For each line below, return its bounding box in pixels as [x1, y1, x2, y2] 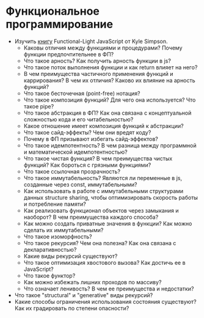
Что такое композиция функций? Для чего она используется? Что [23, 96, 196, 104]
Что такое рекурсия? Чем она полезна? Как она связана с [23, 239, 177, 246]
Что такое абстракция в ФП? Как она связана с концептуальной [23, 109, 192, 116]
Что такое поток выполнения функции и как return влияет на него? [23, 63, 198, 71]
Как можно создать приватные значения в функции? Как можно [23, 219, 192, 227]
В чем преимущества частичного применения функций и [23, 70, 173, 77]
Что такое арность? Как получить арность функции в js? [23, 57, 172, 64]
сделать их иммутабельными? [23, 226, 104, 233]
